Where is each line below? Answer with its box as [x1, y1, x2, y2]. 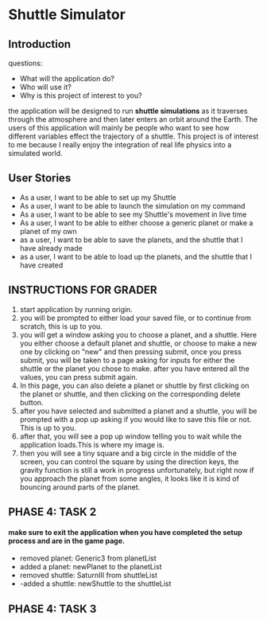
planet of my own [19, 226, 77, 236]
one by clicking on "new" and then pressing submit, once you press [19, 346, 242, 356]
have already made [19, 243, 83, 252]
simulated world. [8, 149, 63, 158]
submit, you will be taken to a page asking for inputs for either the [19, 355, 235, 365]
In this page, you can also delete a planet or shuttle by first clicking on [19, 381, 250, 390]
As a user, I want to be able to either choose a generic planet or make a [19, 217, 253, 228]
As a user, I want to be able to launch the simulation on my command [19, 201, 246, 210]
